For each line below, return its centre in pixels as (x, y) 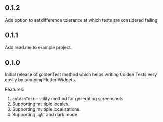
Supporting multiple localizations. (46, 109)
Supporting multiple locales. (41, 104)
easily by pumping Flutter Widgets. (41, 80)
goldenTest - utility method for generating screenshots (68, 99)
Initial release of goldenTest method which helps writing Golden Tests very (81, 75)
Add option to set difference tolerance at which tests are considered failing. (82, 20)
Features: (15, 89)
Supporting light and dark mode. (45, 115)
